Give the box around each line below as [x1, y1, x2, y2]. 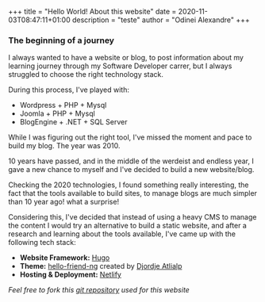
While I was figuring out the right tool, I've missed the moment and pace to [8, 132, 252, 142]
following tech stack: [8, 238, 77, 247]
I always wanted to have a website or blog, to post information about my [8, 53, 244, 63]
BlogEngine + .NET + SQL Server [19, 117, 128, 127]
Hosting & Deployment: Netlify [19, 270, 121, 280]
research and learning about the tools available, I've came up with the [8, 229, 236, 239]
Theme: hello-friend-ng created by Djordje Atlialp [19, 262, 182, 271]
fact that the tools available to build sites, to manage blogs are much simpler [8, 189, 258, 198]
